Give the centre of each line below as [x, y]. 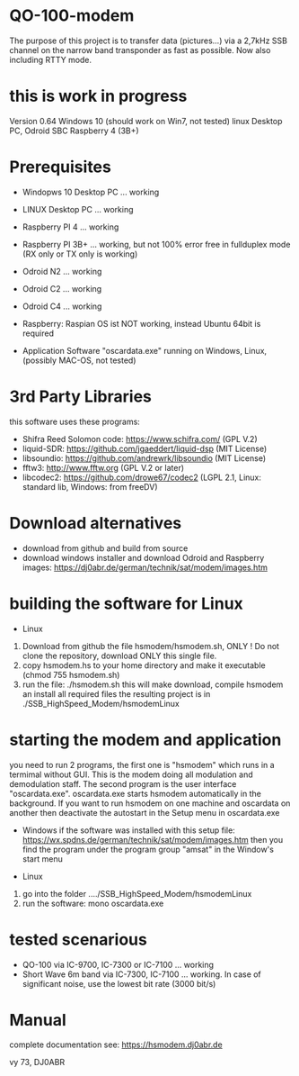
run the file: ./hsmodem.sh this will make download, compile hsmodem [153, 684]
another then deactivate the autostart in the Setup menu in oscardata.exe [145, 812]
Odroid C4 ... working [62, 306]
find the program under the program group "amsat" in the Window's [148, 849]
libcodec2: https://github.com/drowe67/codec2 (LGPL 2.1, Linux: [142, 477]
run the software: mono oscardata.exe [93, 903]
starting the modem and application [145, 740]
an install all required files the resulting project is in [116, 693]
